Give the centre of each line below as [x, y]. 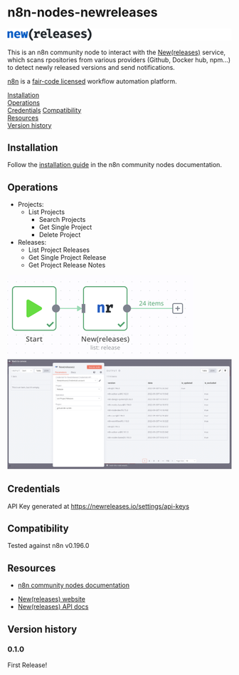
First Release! [27, 665]
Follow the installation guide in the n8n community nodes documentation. [115, 165]
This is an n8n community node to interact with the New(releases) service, [117, 52]
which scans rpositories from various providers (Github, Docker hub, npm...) [119, 60]
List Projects [47, 212]
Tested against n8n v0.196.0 [48, 546]
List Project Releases [59, 250]
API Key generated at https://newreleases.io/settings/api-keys [99, 506]
